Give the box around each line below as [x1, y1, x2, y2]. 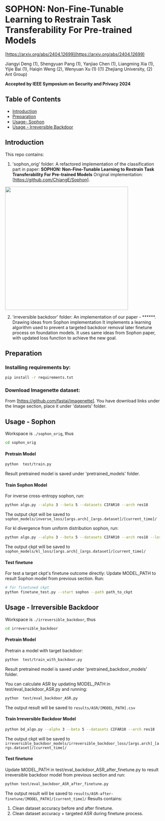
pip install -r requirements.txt [5, 375, 74, 380]
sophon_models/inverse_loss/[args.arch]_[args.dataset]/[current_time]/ [5, 517, 157, 522]
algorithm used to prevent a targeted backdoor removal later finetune [12, 324, 152, 330]
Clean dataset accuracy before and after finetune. [12, 805, 113, 811]
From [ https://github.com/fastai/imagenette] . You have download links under [5, 398, 160, 404]
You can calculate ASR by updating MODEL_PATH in [5, 681, 110, 687]
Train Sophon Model [5, 482, 48, 488]
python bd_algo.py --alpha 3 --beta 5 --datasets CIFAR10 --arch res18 [5, 727, 155, 732]
